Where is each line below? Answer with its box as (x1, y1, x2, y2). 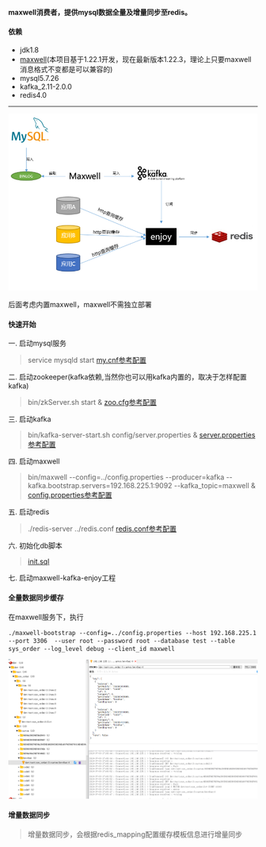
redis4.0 (19, 90, 47, 99)
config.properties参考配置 (27, 491, 112, 500)
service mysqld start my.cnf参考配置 (27, 356, 146, 365)
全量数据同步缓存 (8, 593, 64, 603)
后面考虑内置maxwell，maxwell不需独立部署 (8, 300, 152, 310)
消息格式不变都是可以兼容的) (19, 64, 113, 74)
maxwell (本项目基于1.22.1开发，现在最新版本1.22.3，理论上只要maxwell (19, 54, 252, 64)
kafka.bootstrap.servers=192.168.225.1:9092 (27, 481, 173, 491)
